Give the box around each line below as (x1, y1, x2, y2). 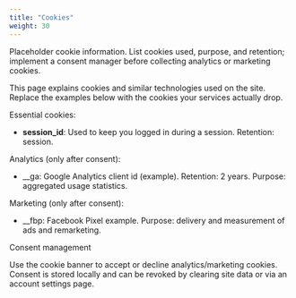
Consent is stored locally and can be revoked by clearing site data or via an (9, 268, 288, 279)
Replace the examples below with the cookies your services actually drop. (9, 91, 283, 103)
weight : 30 (9, 21, 50, 30)
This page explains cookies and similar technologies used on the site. (9, 82, 266, 93)
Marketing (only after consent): (9, 198, 124, 209)
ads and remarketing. (22, 225, 101, 235)
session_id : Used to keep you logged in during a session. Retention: (22, 126, 275, 137)
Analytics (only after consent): (9, 153, 121, 164)
